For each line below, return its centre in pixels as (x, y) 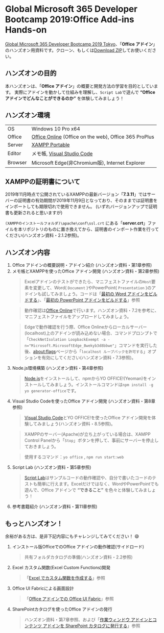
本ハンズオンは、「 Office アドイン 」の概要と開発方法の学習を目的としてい (80, 86)
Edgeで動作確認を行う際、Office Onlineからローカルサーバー (86, 327)
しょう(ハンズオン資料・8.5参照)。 (81, 424)
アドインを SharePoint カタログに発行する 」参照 (92, 626)
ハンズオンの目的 (31, 73)
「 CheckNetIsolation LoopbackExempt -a (65, 339)
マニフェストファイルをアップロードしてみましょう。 (78, 317)
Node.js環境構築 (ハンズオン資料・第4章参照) (58, 368)
